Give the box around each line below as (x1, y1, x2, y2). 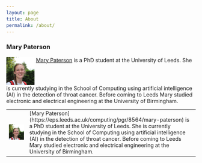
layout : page (6, 10, 39, 16)
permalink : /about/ (6, 22, 55, 28)
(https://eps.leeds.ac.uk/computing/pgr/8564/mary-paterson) (29, 116, 185, 123)
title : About (6, 16, 39, 22)
